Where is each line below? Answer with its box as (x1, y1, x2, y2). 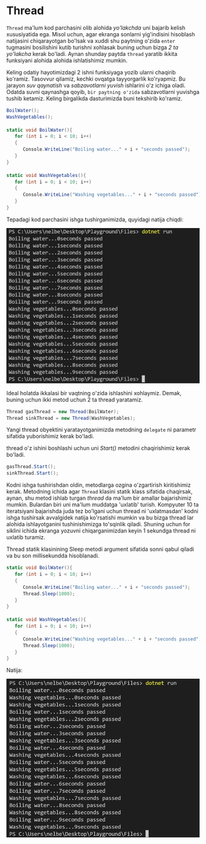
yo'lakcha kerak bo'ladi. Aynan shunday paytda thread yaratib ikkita (6, 50, 178, 57)
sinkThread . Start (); (6, 470, 59, 476)
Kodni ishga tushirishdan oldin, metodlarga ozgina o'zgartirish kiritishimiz (6, 481, 191, 489)
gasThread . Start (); (6, 463, 56, 470)
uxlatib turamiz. (6, 534, 46, 541)
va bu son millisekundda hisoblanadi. (6, 552, 100, 559)
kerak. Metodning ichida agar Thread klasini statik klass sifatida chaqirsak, (6, 488, 193, 495)
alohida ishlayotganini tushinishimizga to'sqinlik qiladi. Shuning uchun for (6, 521, 191, 528)
